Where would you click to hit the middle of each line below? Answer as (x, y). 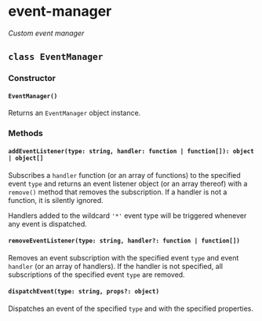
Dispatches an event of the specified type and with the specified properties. (131, 308)
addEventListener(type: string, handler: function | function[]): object (131, 151)
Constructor (32, 79)
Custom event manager (46, 33)
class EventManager (56, 57)
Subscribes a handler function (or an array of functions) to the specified (124, 175)
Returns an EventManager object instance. (75, 113)
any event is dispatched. (48, 223)
